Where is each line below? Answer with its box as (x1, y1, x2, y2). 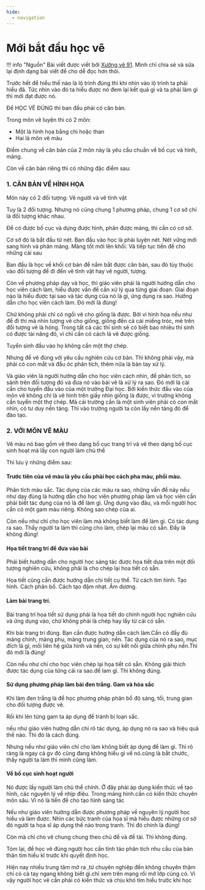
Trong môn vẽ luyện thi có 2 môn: (6, 116, 91, 124)
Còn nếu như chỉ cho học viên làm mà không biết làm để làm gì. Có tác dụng (6, 517, 199, 525)
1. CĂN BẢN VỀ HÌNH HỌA (6, 180, 84, 188)
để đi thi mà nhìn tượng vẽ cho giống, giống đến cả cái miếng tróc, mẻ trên (6, 317, 195, 324)
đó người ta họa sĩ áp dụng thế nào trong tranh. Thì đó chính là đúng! (6, 821, 180, 829)
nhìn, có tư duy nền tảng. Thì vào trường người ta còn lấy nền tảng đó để (6, 404, 189, 412)
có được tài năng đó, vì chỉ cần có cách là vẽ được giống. (6, 330, 151, 337)
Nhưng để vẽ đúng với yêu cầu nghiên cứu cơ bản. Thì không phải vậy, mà (6, 354, 194, 361)
